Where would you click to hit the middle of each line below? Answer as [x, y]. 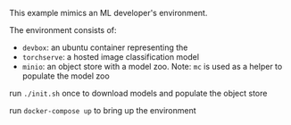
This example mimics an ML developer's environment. [108, 13]
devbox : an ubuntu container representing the [105, 47]
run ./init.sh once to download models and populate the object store [138, 93]
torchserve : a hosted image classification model [110, 57]
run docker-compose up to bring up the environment [103, 110]
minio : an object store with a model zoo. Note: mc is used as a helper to [152, 67]
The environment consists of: [63, 30]
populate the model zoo [66, 76]
